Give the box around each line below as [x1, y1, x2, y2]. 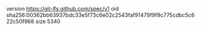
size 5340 [35, 18, 61, 25]
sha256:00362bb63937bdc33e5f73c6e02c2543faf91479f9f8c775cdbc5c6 [6, 11, 195, 19]
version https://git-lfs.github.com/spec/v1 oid [6, 5, 119, 12]
